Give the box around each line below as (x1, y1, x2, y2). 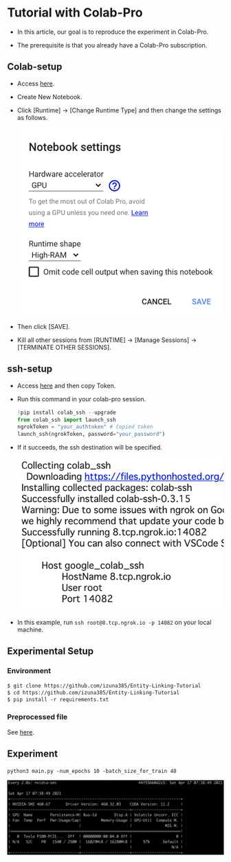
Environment (7, 666, 52, 676)
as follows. (16, 113, 48, 121)
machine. (16, 625, 44, 634)
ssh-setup (7, 363, 53, 375)
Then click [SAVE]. (16, 322, 70, 330)
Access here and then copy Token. (16, 381, 116, 390)
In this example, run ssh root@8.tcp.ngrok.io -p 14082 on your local (16, 618, 212, 626)
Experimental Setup (7, 645, 94, 657)
